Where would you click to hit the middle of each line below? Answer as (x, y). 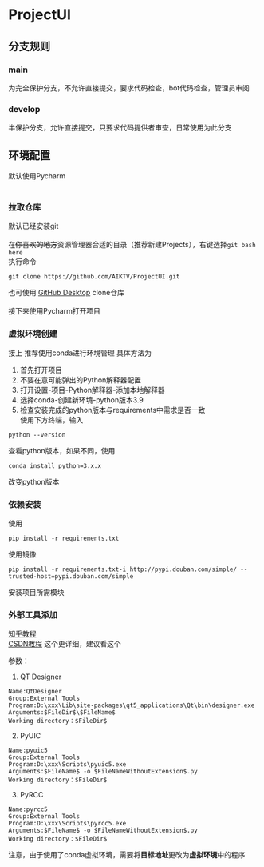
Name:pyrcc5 (28, 809)
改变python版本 (34, 481)
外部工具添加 (33, 615)
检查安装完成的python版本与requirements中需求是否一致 (112, 410)
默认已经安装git (33, 226)
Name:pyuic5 (28, 751)
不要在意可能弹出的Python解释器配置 (81, 380)
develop (24, 109)
